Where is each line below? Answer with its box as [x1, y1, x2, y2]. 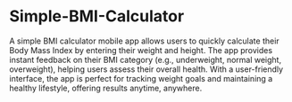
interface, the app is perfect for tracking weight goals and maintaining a [9, 73, 273, 83]
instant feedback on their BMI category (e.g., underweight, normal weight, [9, 54, 282, 65]
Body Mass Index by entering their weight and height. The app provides [9, 44, 273, 55]
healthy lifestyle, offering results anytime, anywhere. [9, 82, 203, 93]
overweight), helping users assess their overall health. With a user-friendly [9, 64, 284, 75]
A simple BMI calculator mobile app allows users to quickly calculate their [9, 35, 279, 46]
